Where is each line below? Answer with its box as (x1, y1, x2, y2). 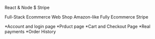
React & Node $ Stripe (4, 5, 50, 10)
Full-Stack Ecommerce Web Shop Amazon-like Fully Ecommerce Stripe (4, 14, 149, 19)
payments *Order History (4, 29, 56, 34)
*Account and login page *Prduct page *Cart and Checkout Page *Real (4, 23, 151, 29)
